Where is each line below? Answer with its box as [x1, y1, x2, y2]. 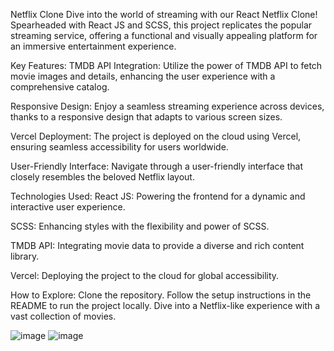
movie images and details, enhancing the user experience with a [10, 70, 276, 82]
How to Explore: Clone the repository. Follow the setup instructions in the [10, 289, 312, 301]
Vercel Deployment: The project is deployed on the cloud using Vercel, [10, 130, 302, 142]
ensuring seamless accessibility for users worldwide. [10, 141, 229, 153]
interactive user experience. [10, 201, 126, 213]
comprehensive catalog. [10, 81, 110, 93]
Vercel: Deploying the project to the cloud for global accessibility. [10, 270, 280, 281]
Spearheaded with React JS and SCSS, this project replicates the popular [10, 19, 313, 31]
